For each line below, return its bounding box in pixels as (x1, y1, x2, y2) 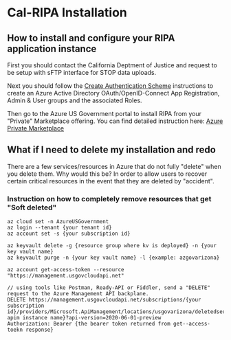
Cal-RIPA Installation (7, 5, 127, 21)
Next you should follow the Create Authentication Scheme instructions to (7, 82, 214, 90)
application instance (7, 43, 97, 54)
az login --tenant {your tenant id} (7, 225, 112, 231)
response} (25, 326, 54, 334)
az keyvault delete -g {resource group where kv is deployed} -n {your (7, 242, 217, 249)
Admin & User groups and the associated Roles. (7, 96, 142, 104)
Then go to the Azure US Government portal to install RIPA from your (7, 110, 201, 117)
